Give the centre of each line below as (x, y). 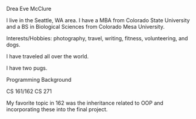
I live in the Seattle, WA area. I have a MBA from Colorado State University (98, 20)
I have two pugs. (27, 68)
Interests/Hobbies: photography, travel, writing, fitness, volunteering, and (97, 38)
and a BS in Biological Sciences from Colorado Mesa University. (85, 27)
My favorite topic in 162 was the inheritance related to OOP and (85, 103)
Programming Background (39, 80)
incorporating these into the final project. (57, 109)
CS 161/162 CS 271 (29, 91)
